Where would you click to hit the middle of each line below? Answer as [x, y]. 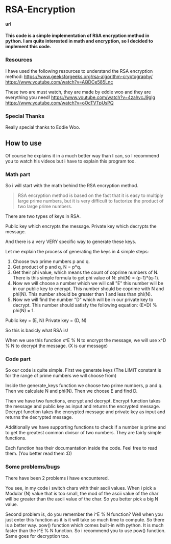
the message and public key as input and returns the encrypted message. [83, 407]
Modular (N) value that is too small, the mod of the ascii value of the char [82, 493]
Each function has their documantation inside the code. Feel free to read [81, 448]
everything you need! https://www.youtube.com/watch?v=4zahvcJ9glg [80, 97]
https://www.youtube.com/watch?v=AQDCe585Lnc [59, 82]
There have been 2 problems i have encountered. [57, 478]
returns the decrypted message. [39, 417]
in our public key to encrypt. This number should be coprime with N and [88, 289]
